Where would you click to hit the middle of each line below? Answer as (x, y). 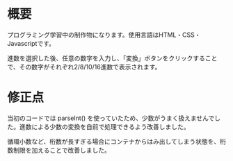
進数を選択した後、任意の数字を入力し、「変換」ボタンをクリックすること (112, 58)
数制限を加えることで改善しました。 (59, 150)
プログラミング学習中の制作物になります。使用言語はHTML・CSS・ (104, 35)
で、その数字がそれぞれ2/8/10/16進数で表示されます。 (84, 67)
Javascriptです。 (31, 43)
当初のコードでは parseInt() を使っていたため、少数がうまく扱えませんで (111, 118)
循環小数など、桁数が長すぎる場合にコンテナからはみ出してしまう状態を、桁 (116, 141)
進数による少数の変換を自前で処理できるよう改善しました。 (104, 126)
